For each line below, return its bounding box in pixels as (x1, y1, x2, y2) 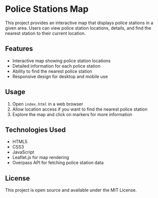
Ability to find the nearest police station (12, 68, 92, 74)
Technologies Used (5, 125, 66, 134)
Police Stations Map (5, 3, 89, 15)
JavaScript (12, 149, 35, 155)
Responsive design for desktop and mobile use (12, 73, 108, 79)
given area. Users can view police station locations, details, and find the (5, 25, 152, 31)
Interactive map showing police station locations (12, 58, 111, 64)
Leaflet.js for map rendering (12, 155, 69, 160)
